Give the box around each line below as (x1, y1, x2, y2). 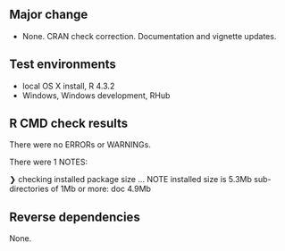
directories (9, 183, 49, 195)
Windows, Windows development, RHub (21, 89, 171, 101)
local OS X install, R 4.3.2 (21, 80, 115, 91)
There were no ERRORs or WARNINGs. (9, 139, 152, 150)
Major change (9, 7, 88, 22)
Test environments (9, 57, 116, 72)
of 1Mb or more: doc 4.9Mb (50, 183, 152, 195)
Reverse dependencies (9, 209, 140, 224)
